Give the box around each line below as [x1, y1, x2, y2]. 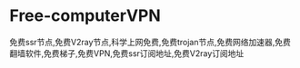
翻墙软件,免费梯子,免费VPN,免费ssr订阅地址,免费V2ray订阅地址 [9, 47, 245, 59]
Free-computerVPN [9, 5, 161, 26]
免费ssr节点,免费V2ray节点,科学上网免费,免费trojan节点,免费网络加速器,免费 [9, 36, 291, 47]
